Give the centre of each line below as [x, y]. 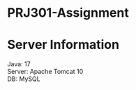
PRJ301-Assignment [68, 13]
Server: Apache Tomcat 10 [45, 72]
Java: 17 [19, 64]
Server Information [63, 45]
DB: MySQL [24, 79]
